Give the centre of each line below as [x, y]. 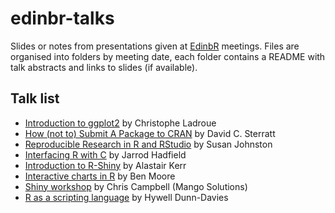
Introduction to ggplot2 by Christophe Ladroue [120, 123]
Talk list [35, 98]
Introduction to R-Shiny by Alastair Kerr [105, 165]
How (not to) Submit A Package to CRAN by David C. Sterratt [150, 133]
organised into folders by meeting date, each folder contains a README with [168, 56]
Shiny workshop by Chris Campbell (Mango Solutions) [136, 186]
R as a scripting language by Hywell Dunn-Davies [126, 197]
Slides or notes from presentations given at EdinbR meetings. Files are [155, 46]
